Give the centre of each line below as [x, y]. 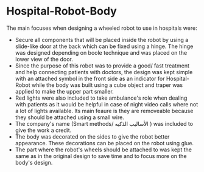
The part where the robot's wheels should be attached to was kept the [103, 150]
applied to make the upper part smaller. [64, 91]
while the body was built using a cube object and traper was [107, 85]
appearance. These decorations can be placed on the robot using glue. [104, 143]
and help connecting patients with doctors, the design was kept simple [104, 72]
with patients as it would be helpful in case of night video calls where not [107, 104]
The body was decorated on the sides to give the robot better [92, 136]
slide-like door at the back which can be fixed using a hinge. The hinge [104, 46]
